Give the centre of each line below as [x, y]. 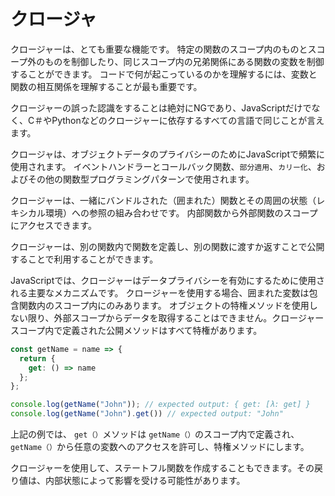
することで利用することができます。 [84, 259]
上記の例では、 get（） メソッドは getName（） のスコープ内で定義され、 [155, 434]
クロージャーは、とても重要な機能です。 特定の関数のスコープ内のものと [159, 49]
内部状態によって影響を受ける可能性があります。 [145, 481]
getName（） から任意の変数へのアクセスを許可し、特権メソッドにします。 [160, 447]
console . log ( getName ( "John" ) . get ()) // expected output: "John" [147, 414]
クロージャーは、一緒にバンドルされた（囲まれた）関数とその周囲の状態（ [163, 200]
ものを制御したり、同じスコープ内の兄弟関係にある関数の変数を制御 [184, 61]
